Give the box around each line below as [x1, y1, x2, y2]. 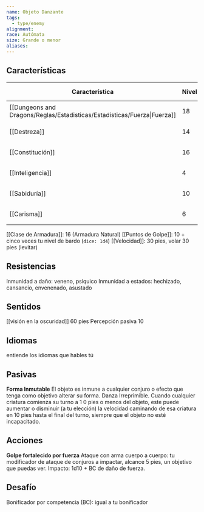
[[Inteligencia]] [9, 168, 52, 177]
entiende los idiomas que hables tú [6, 352, 94, 359]
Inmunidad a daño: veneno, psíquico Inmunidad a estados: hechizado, [6, 277, 182, 285]
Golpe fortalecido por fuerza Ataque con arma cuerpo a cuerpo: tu [6, 452, 175, 459]
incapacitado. [6, 418, 41, 425]
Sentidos [6, 301, 41, 311]
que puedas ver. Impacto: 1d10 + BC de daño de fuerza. [6, 464, 146, 472]
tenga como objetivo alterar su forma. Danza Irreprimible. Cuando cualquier [6, 391, 195, 399]
